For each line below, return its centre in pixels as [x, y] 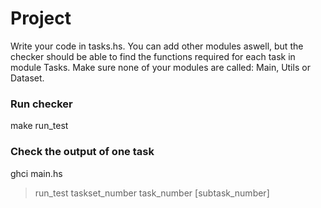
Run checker [41, 104]
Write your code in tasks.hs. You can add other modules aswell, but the [157, 46]
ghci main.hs [36, 173]
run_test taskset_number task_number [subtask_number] [152, 193]
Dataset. [27, 78]
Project [41, 18]
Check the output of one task [82, 152]
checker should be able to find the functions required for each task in [153, 56]
